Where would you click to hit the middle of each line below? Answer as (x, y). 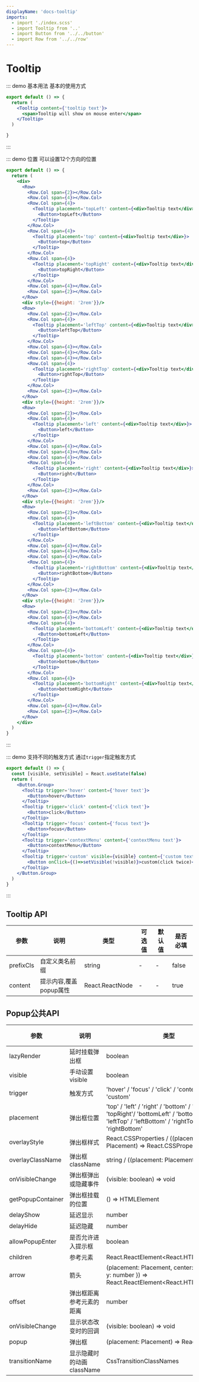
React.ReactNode (108, 985)
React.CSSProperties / (137, 1139)
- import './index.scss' (42, 23)
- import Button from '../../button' (58, 34)
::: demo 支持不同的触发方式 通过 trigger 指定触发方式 (71, 757)
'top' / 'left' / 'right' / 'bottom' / (148, 1106)
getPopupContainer (36, 1199)
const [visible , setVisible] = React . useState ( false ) (79, 774)
